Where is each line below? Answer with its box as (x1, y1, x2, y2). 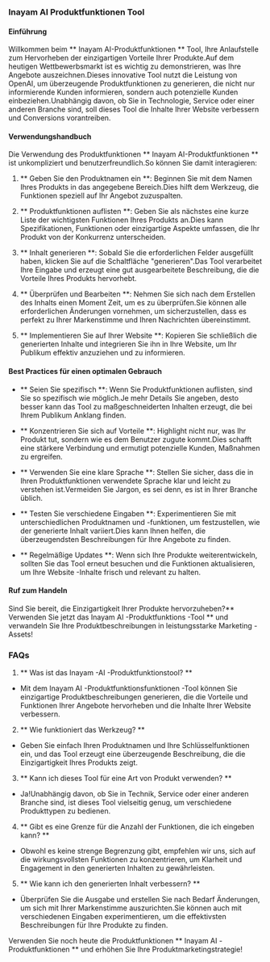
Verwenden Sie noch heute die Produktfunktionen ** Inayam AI (8, 936, 218, 946)
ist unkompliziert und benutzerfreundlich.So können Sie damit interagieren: (8, 158, 258, 168)
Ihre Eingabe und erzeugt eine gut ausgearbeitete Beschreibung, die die (19, 265, 260, 275)
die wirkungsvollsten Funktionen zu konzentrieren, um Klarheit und (19, 855, 243, 864)
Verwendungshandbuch (8, 132, 92, 141)
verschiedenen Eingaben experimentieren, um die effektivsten (19, 912, 227, 922)
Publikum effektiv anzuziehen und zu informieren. (19, 348, 185, 358)
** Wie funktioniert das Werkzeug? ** (19, 725, 145, 735)
